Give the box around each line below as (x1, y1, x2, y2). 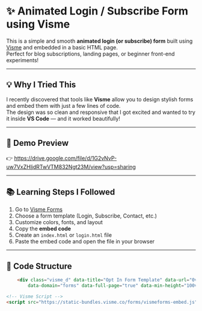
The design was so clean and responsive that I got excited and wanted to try (6, 108, 195, 116)
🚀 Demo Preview (6, 138, 69, 148)
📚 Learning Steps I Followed (6, 187, 115, 197)
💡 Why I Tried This (6, 80, 76, 90)
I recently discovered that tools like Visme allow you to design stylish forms (6, 95, 194, 103)
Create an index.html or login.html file (14, 231, 112, 239)
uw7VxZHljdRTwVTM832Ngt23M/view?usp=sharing (6, 163, 136, 170)
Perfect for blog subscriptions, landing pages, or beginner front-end (6, 50, 176, 57)
